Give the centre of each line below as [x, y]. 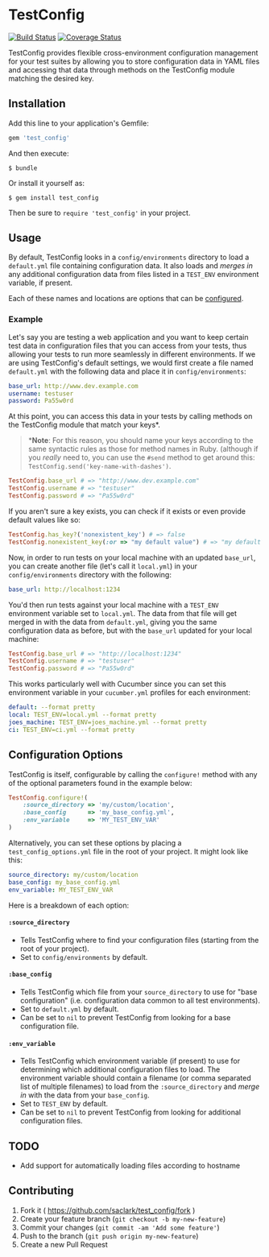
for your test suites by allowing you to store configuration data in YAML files [134, 61]
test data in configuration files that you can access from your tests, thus [128, 345]
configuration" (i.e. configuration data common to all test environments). [140, 1000]
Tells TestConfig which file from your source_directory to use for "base [139, 991]
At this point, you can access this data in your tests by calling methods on [130, 416]
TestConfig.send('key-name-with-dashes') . [99, 466]
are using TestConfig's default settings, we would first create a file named [131, 362]
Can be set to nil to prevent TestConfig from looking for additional [130, 1112]
